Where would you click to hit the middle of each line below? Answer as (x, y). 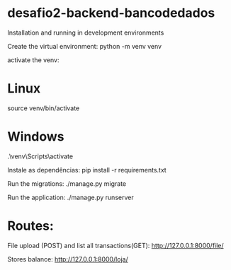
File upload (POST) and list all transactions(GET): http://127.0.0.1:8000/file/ (116, 245)
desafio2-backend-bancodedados (111, 13)
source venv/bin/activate (44, 108)
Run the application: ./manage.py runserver (71, 197)
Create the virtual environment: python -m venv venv (84, 46)
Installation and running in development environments (86, 33)
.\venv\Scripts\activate (40, 156)
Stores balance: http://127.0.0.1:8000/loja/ (68, 259)
